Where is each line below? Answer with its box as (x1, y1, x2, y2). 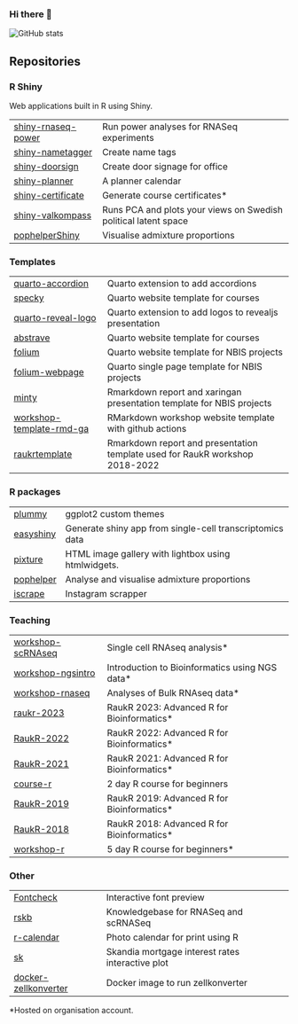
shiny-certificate (13, 189, 84, 201)
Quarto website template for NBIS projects (106, 346, 284, 358)
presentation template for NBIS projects (106, 397, 272, 410)
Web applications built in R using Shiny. (9, 100, 153, 111)
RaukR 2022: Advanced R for (106, 726, 229, 739)
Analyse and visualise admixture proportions (65, 573, 251, 585)
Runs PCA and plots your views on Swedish (101, 203, 284, 215)
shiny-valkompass (13, 208, 91, 221)
